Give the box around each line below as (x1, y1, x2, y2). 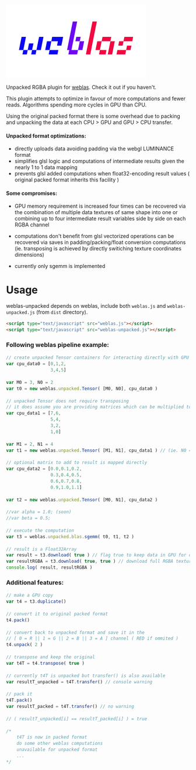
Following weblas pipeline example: (6, 341, 110, 349)
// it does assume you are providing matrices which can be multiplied (6, 404, 184, 410)
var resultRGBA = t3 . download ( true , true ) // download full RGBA (6, 558, 174, 565)
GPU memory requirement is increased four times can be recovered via (14, 202, 186, 209)
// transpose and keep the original (6, 654, 95, 660)
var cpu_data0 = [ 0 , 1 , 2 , (6, 361, 66, 367)
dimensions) (14, 251, 45, 259)
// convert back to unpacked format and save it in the (6, 630, 145, 635)
